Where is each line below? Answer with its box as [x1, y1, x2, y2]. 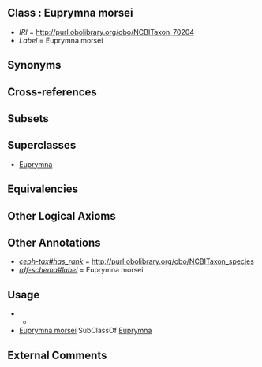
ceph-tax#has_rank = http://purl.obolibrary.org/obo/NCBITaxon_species [18, 257, 254, 266]
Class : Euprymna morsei [7, 6, 133, 20]
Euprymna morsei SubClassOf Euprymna [18, 326, 152, 335]
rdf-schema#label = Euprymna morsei [18, 265, 144, 275]
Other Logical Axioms [7, 209, 116, 223]
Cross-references [7, 85, 98, 98]
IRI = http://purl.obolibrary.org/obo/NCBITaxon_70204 [18, 27, 195, 36]
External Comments [7, 348, 107, 361]
